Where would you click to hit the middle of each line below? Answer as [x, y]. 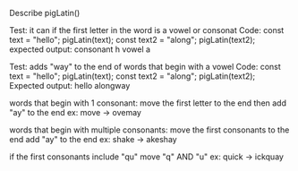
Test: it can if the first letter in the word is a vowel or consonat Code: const [147, 30]
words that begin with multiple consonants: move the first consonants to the [149, 130]
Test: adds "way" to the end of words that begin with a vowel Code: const [145, 67]
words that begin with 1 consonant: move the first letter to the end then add [148, 103]
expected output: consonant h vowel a [80, 49]
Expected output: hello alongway [70, 85]
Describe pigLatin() [45, 13]
